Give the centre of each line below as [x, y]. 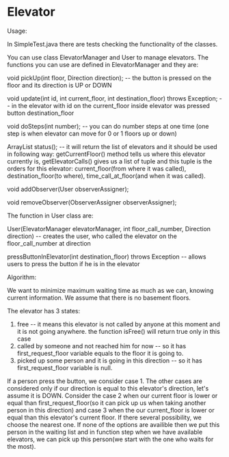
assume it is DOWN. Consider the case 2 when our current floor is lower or [112, 395]
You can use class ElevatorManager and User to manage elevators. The [108, 57]
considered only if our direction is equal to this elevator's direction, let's [108, 388]
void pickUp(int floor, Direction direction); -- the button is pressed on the [109, 78]
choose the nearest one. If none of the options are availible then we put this [113, 424]
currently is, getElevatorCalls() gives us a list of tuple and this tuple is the [110, 161]
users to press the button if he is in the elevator [73, 263]
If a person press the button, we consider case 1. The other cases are [105, 381]
